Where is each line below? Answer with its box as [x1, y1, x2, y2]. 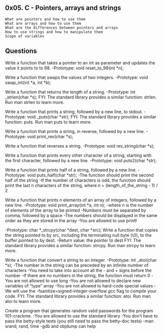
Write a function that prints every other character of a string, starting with [5, 152, 152, 158]
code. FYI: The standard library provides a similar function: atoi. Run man [5, 293, 151, 299]
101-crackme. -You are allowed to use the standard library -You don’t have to [5, 313, 158, 318]
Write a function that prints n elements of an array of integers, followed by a [5, 197, 157, 203]
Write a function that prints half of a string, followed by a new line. [5, 167, 137, 173]
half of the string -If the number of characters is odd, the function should [5, 177, 151, 183]
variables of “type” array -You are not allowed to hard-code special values [5, 283, 153, 288]
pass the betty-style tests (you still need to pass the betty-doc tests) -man [5, 318, 154, 324]
